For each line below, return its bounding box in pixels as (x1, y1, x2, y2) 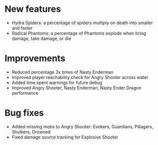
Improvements (4, 53, 65, 64)
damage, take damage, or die (11, 36, 72, 41)
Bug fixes (4, 108, 44, 119)
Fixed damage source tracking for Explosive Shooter (11, 134, 119, 140)
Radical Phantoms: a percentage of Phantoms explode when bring (11, 30, 146, 36)
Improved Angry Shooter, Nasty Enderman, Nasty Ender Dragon (11, 85, 141, 91)
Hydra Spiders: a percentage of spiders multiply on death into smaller (11, 20, 153, 26)
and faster (11, 25, 33, 31)
